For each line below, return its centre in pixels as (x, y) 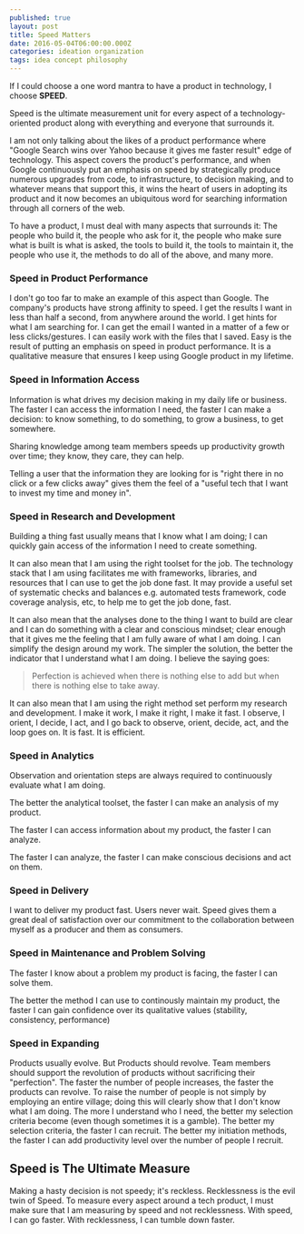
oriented (25, 123)
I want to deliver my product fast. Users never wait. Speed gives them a (143, 910)
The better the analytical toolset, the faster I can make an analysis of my (144, 803)
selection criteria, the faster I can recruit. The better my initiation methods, (148, 1131)
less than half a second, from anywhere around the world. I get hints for (143, 317)
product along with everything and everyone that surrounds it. (158, 123)
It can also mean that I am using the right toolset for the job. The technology (151, 563)
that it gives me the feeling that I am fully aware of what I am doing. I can (145, 638)
